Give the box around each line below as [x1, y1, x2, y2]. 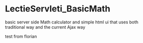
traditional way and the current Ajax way [5, 24, 86, 30]
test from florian [5, 33, 37, 39]
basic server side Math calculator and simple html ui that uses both [5, 19, 139, 25]
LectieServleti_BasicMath [5, 3, 111, 14]
